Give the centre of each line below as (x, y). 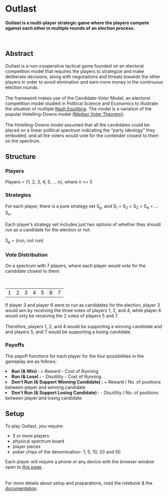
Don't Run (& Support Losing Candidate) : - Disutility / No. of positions (85, 392)
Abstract (19, 54)
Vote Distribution (26, 255)
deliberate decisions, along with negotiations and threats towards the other (83, 77)
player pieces (27, 446)
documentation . (22, 488)
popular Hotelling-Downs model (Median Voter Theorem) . (65, 114)
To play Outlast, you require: (34, 426)
